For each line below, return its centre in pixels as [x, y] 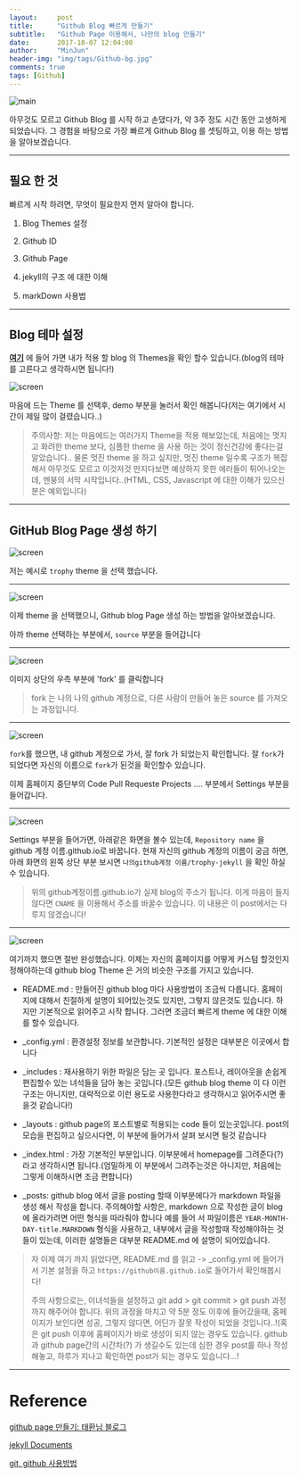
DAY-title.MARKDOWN [58, 1230]
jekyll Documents [41, 1445]
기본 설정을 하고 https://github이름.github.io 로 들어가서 [142, 1270]
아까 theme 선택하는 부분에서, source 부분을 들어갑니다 [105, 635]
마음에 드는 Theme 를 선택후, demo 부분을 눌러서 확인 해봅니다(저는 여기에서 [143, 405]
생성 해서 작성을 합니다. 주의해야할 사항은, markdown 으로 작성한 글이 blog [152, 1207]
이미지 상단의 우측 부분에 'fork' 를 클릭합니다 [87, 679]
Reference [48, 1401]
